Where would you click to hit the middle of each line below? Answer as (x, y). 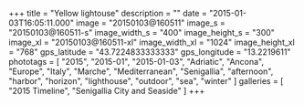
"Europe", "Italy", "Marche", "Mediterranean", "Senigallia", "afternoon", (141, 71)
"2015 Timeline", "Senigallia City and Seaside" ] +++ (107, 91)
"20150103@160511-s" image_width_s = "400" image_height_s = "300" (142, 32)
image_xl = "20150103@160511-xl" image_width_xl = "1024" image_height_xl (152, 42)
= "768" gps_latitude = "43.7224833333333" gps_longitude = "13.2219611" (150, 52)
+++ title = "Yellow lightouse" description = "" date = (108, 13)
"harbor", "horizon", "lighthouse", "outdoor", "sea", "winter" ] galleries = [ (146, 81)
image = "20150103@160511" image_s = (151, 23)
